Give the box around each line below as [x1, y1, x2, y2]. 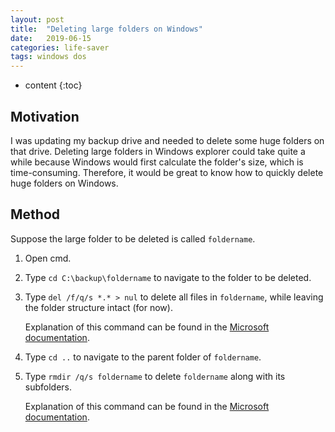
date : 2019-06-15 [10, 33, 92, 43]
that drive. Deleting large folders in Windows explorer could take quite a [10, 145, 306, 157]
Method [10, 206, 61, 223]
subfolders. [24, 381, 73, 393]
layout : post [10, 14, 65, 25]
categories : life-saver [10, 42, 110, 53]
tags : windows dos [10, 52, 87, 62]
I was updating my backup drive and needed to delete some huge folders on [10, 134, 325, 146]
